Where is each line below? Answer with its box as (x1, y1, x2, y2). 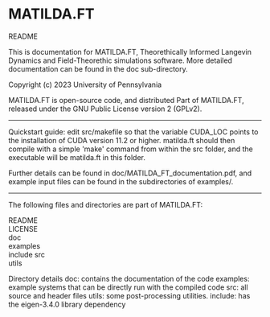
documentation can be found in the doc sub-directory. (8, 64, 189, 73)
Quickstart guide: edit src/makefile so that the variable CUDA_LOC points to (8, 126, 259, 137)
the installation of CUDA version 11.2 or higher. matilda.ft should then (8, 135, 235, 145)
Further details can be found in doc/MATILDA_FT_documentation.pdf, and (8, 168, 252, 178)
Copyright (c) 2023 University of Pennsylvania (8, 80, 162, 89)
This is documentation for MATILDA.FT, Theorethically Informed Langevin (8, 47, 252, 56)
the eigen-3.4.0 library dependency (8, 299, 126, 309)
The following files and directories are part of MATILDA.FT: (8, 200, 203, 209)
